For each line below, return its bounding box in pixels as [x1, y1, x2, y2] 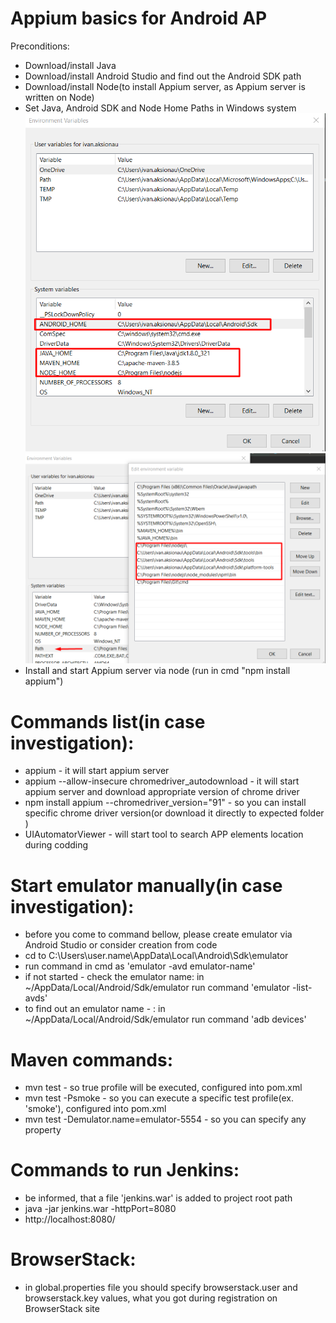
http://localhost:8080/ [24, 1213, 116, 1226]
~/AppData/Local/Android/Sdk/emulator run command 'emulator [24, 982, 291, 994]
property [24, 1124, 62, 1136]
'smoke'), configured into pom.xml [24, 1103, 167, 1115]
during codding [24, 839, 89, 851]
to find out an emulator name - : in [24, 1003, 166, 1015]
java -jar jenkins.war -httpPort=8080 [24, 1203, 177, 1215]
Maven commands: [10, 1048, 174, 1071]
